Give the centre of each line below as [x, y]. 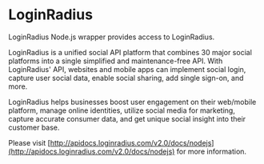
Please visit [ [29, 142]
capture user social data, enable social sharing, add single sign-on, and [126, 78]
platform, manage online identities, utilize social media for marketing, [122, 110]
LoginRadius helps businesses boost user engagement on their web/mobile [132, 102]
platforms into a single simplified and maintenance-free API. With [116, 61]
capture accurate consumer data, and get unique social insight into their [127, 118]
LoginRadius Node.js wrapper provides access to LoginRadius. [112, 37]
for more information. [211, 151]
